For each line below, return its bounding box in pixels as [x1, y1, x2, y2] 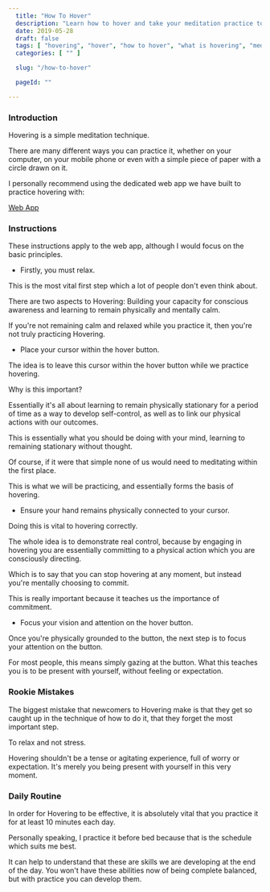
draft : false [15, 34, 59, 43]
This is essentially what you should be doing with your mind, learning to [8, 433, 245, 443]
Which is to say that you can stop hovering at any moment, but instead [8, 570, 242, 579]
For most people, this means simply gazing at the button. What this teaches [8, 658, 259, 667]
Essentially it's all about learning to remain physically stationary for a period [8, 400, 259, 410]
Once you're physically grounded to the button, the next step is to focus [8, 633, 247, 643]
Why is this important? [8, 384, 83, 395]
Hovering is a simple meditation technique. [8, 131, 150, 140]
